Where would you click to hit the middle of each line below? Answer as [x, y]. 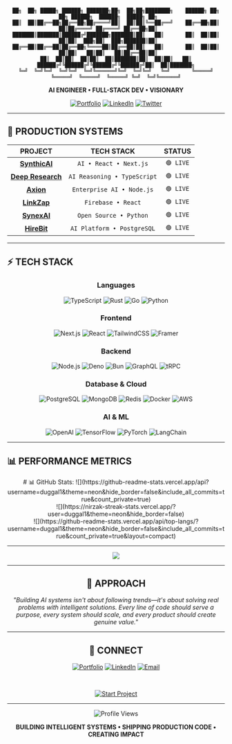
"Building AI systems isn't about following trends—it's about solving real [116, 600]
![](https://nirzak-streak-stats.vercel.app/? [116, 506]
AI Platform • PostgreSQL [113, 228]
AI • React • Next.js [113, 164]
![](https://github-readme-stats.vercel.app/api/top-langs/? [116, 521]
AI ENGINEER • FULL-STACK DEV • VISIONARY [116, 90]
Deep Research [36, 176]
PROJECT [36, 151]
